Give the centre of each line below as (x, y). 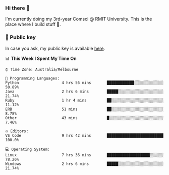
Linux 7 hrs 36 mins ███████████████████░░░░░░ (84, 155)
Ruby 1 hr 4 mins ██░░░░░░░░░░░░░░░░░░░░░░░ (84, 100)
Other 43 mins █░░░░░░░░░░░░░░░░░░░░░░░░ (84, 118)
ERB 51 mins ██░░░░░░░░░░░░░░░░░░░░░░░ (84, 109)
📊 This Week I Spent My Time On (41, 58)
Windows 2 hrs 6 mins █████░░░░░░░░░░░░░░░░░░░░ (84, 164)
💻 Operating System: (28, 149)
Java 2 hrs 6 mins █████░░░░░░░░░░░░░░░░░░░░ (84, 92)
